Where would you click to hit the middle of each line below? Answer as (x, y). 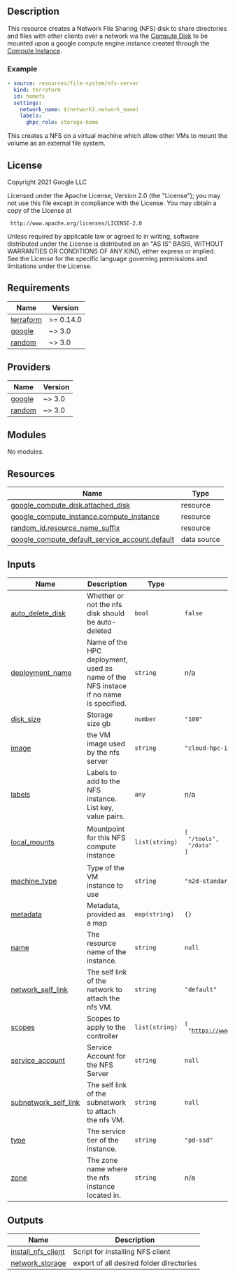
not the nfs (104, 605)
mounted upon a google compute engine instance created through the (108, 43)
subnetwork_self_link (45, 1103)
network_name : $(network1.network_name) (79, 109)
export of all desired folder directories (135, 1263)
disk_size (26, 719)
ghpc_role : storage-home (62, 123)
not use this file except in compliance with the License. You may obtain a (112, 203)
